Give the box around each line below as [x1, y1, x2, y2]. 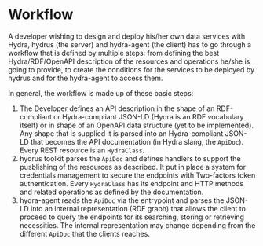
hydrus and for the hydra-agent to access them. [8, 73, 163, 83]
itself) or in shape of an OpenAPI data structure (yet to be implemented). [19, 120, 254, 130]
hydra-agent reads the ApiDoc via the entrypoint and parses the [19, 195, 225, 205]
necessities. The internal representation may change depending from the [19, 220, 256, 229]
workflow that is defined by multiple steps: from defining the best [8, 48, 220, 57]
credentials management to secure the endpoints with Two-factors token [19, 171, 256, 180]
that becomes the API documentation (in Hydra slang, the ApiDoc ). [30, 137, 244, 146]
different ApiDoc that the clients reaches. [19, 229, 151, 238]
